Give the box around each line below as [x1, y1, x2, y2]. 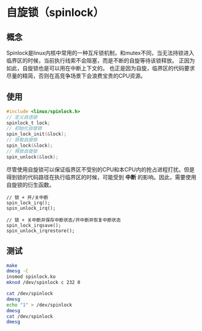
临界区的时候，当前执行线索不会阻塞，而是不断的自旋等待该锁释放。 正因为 [6, 57, 195, 64]
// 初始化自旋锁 [6, 125, 42, 132]
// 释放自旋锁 [6, 148, 38, 154]
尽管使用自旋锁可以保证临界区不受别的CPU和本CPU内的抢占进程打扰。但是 [6, 166, 195, 173]
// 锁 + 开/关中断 [6, 194, 49, 201]
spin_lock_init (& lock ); [6, 131, 67, 138]
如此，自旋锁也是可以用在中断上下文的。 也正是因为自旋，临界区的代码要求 [6, 65, 195, 72]
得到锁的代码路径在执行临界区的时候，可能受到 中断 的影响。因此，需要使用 [6, 173, 197, 180]
